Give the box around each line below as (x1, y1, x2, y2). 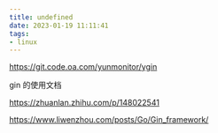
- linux (9, 37, 38, 47)
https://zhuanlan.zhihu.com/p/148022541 (9, 98, 160, 108)
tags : (9, 29, 29, 38)
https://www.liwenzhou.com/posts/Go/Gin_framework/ (9, 115, 209, 125)
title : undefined (9, 12, 74, 22)
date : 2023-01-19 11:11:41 (9, 21, 109, 30)
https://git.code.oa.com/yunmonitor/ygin (9, 62, 158, 72)
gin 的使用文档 (9, 80, 62, 91)
